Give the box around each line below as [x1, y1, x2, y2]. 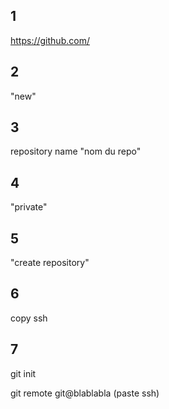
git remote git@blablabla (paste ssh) [10, 387, 160, 399]
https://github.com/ [10, 34, 90, 46]
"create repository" [10, 257, 90, 269]
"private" [10, 201, 48, 213]
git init [10, 367, 37, 379]
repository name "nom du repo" [10, 145, 142, 158]
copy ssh [10, 312, 48, 324]
